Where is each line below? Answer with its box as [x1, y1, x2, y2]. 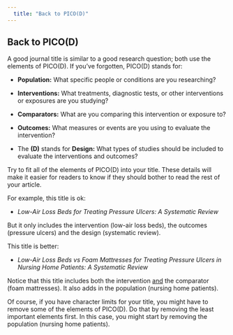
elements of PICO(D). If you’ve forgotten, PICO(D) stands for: [7, 62, 183, 71]
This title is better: [7, 242, 59, 250]
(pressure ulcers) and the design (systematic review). [7, 229, 161, 237]
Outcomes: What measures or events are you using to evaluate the [17, 124, 211, 132]
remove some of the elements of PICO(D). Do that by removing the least [7, 305, 214, 313]
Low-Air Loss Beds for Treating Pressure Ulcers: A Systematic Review [17, 208, 218, 216]
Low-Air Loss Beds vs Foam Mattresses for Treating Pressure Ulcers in [17, 256, 222, 264]
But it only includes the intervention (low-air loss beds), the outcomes [7, 221, 208, 229]
